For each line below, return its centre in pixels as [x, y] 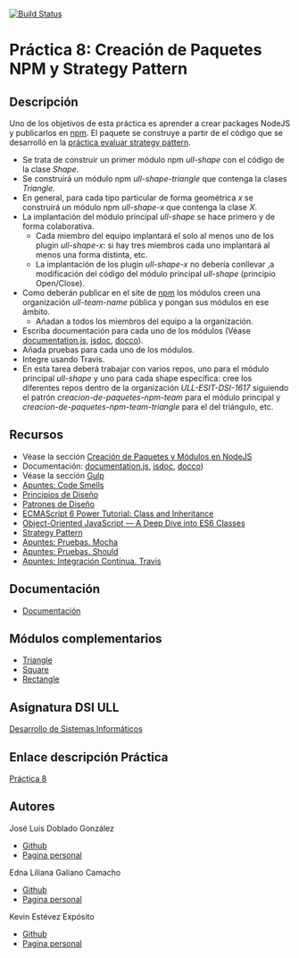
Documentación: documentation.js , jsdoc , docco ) [112, 466]
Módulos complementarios [86, 639]
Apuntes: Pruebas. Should [70, 551]
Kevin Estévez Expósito [52, 916]
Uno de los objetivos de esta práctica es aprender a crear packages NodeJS [150, 123]
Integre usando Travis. [63, 359]
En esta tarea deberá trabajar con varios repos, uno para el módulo [145, 369]
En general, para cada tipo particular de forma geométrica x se [138, 198]
